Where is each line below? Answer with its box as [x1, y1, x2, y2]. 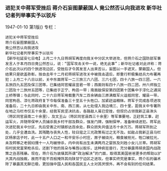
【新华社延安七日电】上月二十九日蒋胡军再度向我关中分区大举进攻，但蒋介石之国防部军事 [5, 56, 161, 61]
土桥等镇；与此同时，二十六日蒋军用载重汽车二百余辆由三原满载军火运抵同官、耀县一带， [5, 93, 161, 98]
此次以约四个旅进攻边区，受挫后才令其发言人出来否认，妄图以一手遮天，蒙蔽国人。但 [12, 67, 161, 72]
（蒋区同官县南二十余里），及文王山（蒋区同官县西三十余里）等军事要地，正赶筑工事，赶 [5, 114, 160, 119]
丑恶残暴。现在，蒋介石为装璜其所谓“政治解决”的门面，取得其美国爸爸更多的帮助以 [12, 151, 158, 156]
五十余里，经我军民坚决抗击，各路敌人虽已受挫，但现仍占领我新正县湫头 [31, 109, 158, 114]
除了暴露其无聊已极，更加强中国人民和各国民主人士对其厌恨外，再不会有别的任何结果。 [5, 162, 158, 167]
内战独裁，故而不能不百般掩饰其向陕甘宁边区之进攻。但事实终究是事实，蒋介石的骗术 [12, 157, 161, 162]
